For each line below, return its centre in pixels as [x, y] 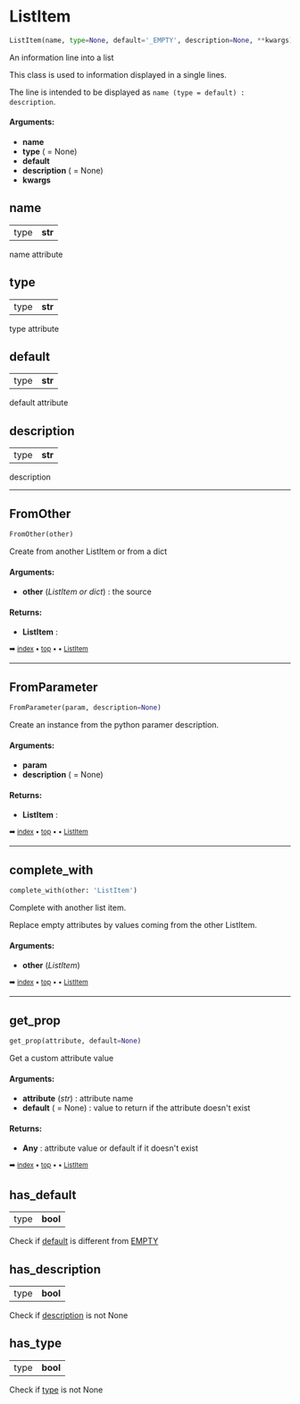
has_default [43, 1195]
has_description [55, 1269]
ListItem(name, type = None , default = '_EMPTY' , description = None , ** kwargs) [151, 40]
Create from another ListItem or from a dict [88, 551]
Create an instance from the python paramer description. [114, 725]
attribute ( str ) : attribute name [78, 1099]
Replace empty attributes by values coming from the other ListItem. [133, 925]
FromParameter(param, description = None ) [86, 708]
